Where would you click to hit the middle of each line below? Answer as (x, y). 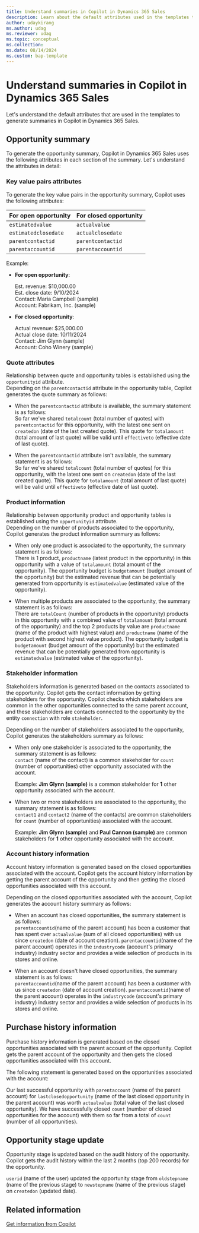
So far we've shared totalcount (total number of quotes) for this (93, 467)
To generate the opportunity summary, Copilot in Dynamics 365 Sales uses (98, 154)
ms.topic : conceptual (33, 39)
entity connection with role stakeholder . (54, 718)
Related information (44, 1210)
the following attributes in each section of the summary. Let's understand (96, 160)
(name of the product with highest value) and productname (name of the (101, 633)
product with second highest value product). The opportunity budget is (101, 639)
